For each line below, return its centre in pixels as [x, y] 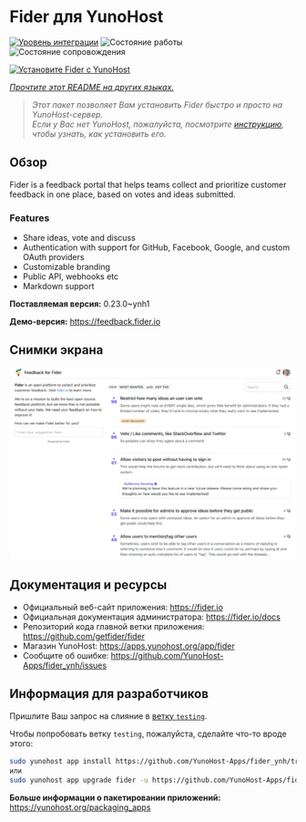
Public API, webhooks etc [71, 276]
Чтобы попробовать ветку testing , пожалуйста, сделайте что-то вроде [148, 734]
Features [30, 218]
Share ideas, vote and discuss [79, 238]
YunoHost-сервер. [67, 114]
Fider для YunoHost [87, 17]
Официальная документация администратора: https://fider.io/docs [151, 617]
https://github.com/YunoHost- [167, 655]
